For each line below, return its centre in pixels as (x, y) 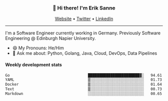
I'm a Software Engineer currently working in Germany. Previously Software (83, 33)
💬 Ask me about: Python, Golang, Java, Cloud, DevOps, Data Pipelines (85, 53)
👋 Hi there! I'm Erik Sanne (84, 8)
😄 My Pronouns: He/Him (38, 48)
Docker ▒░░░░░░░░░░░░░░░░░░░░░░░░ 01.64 (84, 85)
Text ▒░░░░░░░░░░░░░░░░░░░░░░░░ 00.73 (84, 89)
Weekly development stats (34, 65)
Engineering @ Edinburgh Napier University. (50, 38)
